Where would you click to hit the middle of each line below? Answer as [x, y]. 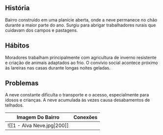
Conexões [85, 117]
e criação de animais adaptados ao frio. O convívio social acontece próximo [81, 63]
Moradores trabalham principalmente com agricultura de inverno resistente [81, 57]
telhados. [14, 105]
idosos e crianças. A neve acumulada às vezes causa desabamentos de [78, 100]
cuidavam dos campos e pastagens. [42, 30]
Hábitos [17, 46]
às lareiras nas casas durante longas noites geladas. [58, 67]
